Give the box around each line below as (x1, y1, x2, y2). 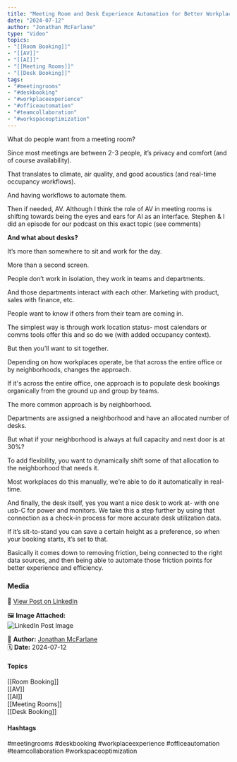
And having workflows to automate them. (7, 191, 127, 199)
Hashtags (7, 723, 37, 732)
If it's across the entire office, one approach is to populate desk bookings (7, 379, 220, 387)
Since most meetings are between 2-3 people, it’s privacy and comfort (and (7, 148, 227, 157)
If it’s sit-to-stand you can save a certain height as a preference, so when (7, 527, 220, 535)
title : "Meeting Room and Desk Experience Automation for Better (7, 10, 203, 18)
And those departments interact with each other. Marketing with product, (7, 287, 220, 297)
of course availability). (7, 156, 72, 165)
